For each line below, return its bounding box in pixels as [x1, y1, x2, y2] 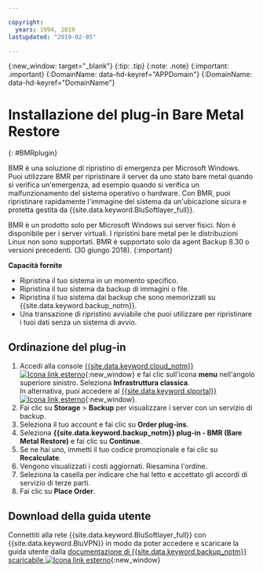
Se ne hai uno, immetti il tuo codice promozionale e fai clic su [19, 445, 218, 454]
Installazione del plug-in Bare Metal [8, 105, 245, 123]
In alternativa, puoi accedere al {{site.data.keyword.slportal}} [19, 387, 217, 396]
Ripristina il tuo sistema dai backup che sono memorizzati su [19, 292, 216, 302]
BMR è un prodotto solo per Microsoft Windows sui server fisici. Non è [8, 221, 236, 230]
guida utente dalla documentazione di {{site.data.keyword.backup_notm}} [8, 547, 247, 556]
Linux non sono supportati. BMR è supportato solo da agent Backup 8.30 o [8, 237, 250, 247]
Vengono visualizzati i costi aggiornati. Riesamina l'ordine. [19, 461, 208, 471]
